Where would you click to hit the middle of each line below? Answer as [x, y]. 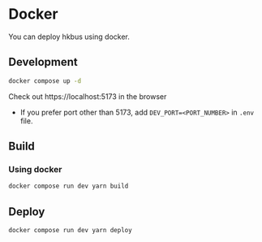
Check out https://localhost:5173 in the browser [88, 96]
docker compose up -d [45, 81]
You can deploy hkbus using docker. [69, 37]
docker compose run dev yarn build [69, 186]
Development [43, 62]
